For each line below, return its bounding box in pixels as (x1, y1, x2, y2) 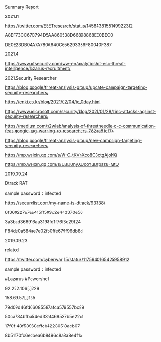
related (5, 247, 19, 253)
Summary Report (5, 4, 39, 10)
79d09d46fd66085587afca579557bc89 (5, 304, 85, 310)
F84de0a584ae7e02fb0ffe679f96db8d (5, 228, 83, 234)
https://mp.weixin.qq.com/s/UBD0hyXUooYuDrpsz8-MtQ (5, 162, 119, 167)
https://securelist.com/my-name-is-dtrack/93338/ (5, 200, 106, 206)
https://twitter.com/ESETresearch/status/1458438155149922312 (5, 23, 133, 29)
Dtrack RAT (5, 180, 28, 186)
